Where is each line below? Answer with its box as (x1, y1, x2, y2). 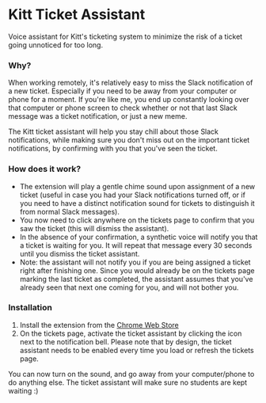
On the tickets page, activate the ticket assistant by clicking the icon (19, 329, 242, 338)
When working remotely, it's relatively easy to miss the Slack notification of (8, 78, 253, 88)
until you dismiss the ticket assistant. (19, 249, 140, 258)
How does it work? (8, 164, 82, 175)
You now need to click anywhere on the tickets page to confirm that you (19, 215, 255, 225)
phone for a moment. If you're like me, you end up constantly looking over (8, 95, 249, 105)
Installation (8, 302, 53, 314)
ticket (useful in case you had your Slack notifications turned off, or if (19, 190, 245, 200)
